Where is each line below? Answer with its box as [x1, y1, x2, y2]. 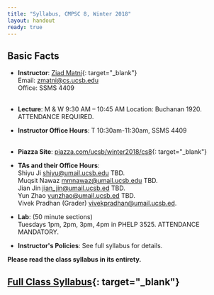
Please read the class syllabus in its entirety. [7, 255, 142, 264]
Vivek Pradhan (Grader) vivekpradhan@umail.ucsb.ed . [17, 199, 177, 208]
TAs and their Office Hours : [17, 161, 100, 170]
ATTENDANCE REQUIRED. [17, 113, 94, 121]
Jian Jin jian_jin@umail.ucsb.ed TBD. [17, 184, 125, 192]
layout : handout [7, 17, 55, 24]
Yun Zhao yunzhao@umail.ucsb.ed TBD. [17, 191, 136, 200]
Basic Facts [7, 50, 60, 62]
